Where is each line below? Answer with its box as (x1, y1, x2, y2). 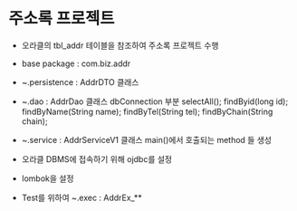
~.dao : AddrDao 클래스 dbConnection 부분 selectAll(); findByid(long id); (21, 96, 289, 107)
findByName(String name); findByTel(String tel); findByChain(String (21, 106, 273, 117)
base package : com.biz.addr (21, 58, 131, 69)
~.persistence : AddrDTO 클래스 (21, 76, 139, 87)
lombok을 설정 (21, 173, 74, 184)
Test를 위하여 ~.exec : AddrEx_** (21, 192, 142, 203)
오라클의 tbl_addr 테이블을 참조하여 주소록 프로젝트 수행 (21, 40, 219, 51)
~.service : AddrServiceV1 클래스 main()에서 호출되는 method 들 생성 (21, 134, 273, 145)
